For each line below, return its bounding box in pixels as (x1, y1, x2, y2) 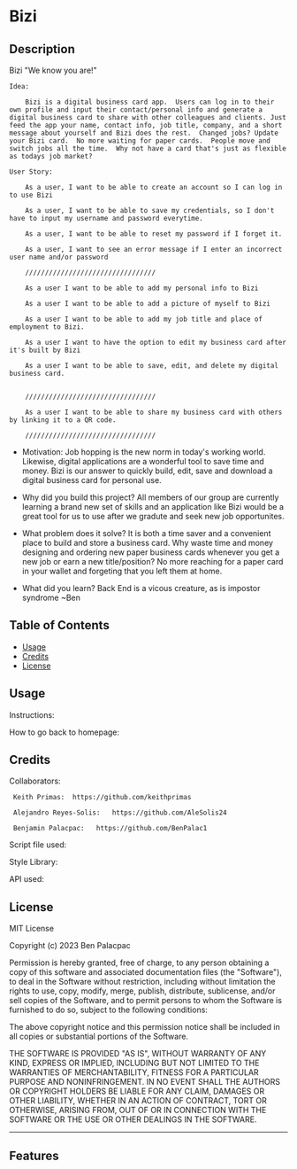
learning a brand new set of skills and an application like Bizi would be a (21, 502, 285, 511)
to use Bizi (9, 191, 53, 199)
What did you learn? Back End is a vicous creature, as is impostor (21, 583, 261, 593)
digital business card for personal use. (21, 475, 162, 485)
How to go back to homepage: (9, 727, 120, 737)
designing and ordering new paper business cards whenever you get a (21, 547, 280, 557)
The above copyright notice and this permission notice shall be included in (9, 1022, 280, 1033)
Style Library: (9, 857, 58, 868)
